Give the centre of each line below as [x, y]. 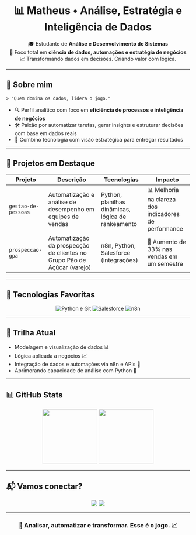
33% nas [160, 249]
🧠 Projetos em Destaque [50, 164]
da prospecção [69, 246]
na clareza [162, 200]
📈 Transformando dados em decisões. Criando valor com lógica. [98, 59]
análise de [62, 202]
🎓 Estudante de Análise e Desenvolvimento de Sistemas [98, 43]
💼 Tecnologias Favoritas [50, 295]
